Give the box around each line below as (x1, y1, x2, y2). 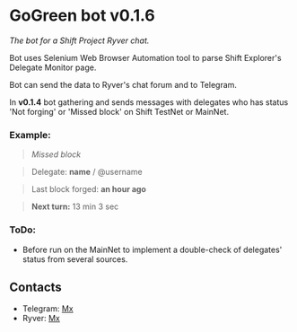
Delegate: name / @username (31, 167, 143, 178)
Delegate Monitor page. (9, 62, 97, 73)
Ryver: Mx (22, 313, 60, 324)
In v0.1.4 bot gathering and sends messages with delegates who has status (9, 96, 289, 108)
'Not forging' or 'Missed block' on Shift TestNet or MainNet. (9, 106, 230, 117)
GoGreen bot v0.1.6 (9, 5, 155, 26)
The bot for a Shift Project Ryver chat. (9, 35, 150, 46)
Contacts (9, 279, 63, 294)
